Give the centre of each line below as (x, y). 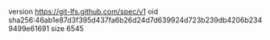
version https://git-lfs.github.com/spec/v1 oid (83, 12)
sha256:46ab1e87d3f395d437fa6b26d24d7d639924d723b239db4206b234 (135, 20)
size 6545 (68, 28)
